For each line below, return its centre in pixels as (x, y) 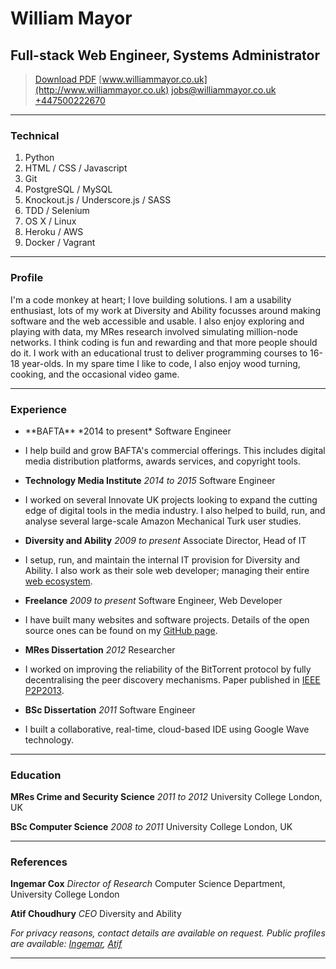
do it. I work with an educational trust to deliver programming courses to (159, 353)
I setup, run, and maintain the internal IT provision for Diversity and (162, 559)
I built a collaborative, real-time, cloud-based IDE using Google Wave (167, 729)
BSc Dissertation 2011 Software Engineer (110, 709)
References (39, 862)
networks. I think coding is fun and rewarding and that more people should (164, 342)
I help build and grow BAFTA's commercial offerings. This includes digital (175, 450)
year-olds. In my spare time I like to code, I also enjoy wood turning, (161, 363)
